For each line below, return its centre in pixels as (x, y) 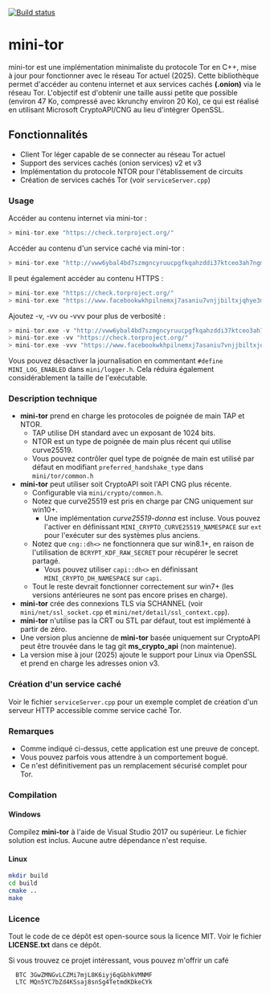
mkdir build (28, 876)
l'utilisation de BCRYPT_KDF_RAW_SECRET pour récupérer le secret (135, 552)
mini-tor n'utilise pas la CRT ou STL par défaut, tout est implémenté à (135, 621)
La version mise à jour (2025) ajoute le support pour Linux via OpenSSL (138, 655)
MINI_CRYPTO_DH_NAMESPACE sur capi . (103, 578)
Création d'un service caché (65, 684)
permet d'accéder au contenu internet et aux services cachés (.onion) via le (135, 84)
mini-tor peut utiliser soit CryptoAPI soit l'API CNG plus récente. (125, 484)
